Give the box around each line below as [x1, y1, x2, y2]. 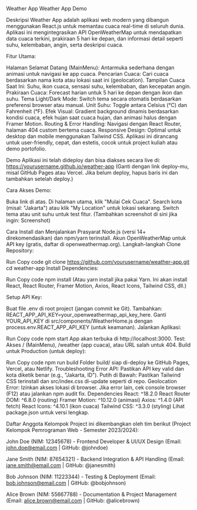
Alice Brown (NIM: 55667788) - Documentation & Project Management [6, 491, 177, 498]
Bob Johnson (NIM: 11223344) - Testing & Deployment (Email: [6, 473, 156, 480]
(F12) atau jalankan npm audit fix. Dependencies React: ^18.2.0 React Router [6, 390, 191, 397]
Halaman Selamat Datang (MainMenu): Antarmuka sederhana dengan [6, 64, 175, 71]
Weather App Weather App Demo [6, 5, 87, 12]
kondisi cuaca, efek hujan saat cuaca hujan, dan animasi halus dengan [6, 114, 177, 121]
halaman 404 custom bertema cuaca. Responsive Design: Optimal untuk [6, 126, 182, 133]
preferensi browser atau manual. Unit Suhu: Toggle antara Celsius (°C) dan [6, 102, 187, 108]
